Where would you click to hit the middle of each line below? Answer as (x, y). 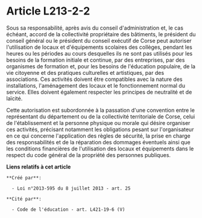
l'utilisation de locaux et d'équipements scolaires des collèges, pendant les (99, 47)
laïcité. (14, 98)
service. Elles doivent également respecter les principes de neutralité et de (99, 92)
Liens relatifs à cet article (39, 167)
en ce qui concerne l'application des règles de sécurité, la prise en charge (99, 136)
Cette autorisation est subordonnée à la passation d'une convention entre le (100, 110)
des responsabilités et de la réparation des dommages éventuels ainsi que (99, 142)
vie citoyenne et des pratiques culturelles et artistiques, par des (85, 72)
